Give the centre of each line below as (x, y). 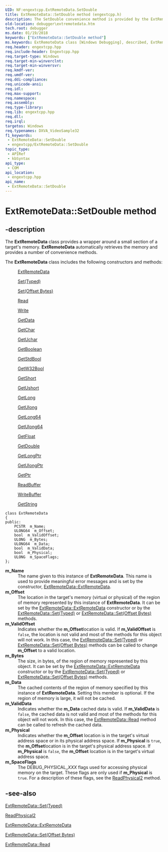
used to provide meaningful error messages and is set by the (80, 581)
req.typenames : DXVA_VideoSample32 (42, 130)
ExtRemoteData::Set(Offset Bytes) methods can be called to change (87, 645)
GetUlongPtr (30, 465)
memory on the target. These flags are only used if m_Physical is (85, 772)
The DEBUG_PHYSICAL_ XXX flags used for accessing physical (82, 767)
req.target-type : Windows (32, 56)
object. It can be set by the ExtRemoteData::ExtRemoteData (79, 666)
